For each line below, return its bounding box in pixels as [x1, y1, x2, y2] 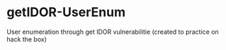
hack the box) [6, 35, 47, 43]
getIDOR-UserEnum [6, 4, 125, 20]
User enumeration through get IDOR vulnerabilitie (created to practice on [6, 27, 219, 36]
